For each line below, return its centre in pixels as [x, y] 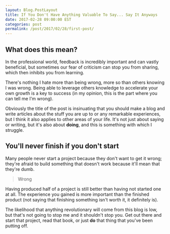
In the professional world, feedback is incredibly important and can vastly [82, 62]
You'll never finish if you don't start [62, 146]
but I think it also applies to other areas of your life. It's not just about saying [84, 119]
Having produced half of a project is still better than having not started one [83, 189]
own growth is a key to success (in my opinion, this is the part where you [81, 93]
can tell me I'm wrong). [29, 98]
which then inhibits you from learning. [45, 72]
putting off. [17, 226]
